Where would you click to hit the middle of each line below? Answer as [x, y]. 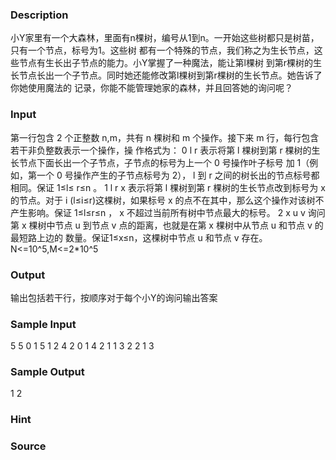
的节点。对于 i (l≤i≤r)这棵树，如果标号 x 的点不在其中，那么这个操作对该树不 [167, 200]
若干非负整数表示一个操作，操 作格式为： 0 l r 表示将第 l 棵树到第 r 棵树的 [161, 150]
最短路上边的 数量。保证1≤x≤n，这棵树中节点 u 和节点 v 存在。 [139, 237]
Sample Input [43, 324]
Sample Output [47, 372]
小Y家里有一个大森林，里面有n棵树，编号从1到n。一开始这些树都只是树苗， [165, 38]
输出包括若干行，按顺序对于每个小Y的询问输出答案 [114, 297]
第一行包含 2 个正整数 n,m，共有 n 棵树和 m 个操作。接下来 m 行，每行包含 [165, 137]
